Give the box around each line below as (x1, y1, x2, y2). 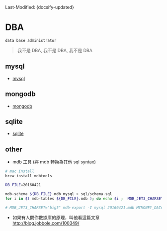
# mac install (5, 169, 35, 174)
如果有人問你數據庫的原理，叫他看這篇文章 (12, 215, 100, 221)
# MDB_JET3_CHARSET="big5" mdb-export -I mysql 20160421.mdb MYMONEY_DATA (5, 205, 164, 210)
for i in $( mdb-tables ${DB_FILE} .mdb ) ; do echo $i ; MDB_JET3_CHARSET (5, 196, 164, 201)
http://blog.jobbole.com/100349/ (12, 220, 80, 226)
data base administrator (5, 38, 57, 43)
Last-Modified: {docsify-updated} (5, 4, 75, 10)
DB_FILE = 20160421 (5, 182, 41, 187)
